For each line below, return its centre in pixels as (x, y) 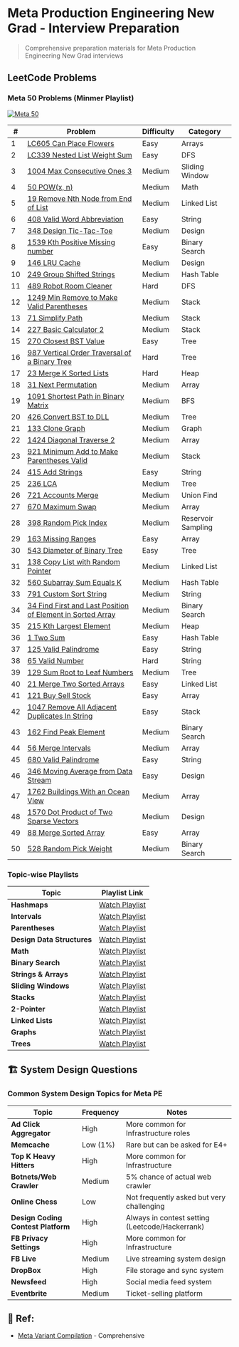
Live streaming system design (176, 1259)
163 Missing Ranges (62, 539)
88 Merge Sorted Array (66, 833)
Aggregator (31, 1133)
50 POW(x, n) (50, 187)
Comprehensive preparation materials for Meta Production (110, 48)
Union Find (200, 495)
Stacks (23, 997)
